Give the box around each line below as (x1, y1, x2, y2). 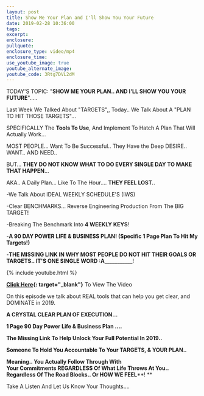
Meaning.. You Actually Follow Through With (6, 358, 122, 366)
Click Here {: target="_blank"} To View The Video (6, 281, 133, 288)
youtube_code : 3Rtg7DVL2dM (6, 71, 75, 77)
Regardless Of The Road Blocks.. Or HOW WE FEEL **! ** (6, 371, 153, 378)
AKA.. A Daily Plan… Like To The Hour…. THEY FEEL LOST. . (6, 179, 155, 186)
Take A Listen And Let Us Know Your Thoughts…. (6, 383, 130, 390)
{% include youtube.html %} (6, 269, 77, 277)
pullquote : (6, 43, 34, 49)
